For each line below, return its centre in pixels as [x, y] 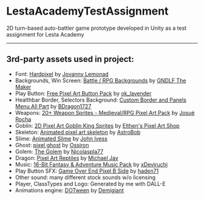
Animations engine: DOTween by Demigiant [70, 190]
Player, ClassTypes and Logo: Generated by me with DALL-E [90, 184]
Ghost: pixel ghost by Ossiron [52, 145]
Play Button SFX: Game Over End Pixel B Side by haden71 [87, 171]
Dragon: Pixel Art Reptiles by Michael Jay [66, 158]
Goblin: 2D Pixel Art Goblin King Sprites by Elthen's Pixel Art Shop [97, 125]
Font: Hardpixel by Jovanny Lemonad [62, 74]
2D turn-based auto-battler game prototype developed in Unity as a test [97, 28]
